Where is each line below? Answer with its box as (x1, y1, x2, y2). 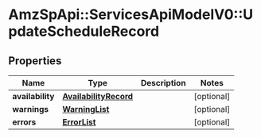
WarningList (62, 104, 110, 114)
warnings (12, 104, 49, 114)
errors (12, 117, 37, 128)
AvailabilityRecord (62, 91, 134, 102)
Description (140, 78, 186, 88)
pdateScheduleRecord (8, 22, 160, 40)
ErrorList (62, 117, 96, 128)
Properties (8, 54, 62, 67)
